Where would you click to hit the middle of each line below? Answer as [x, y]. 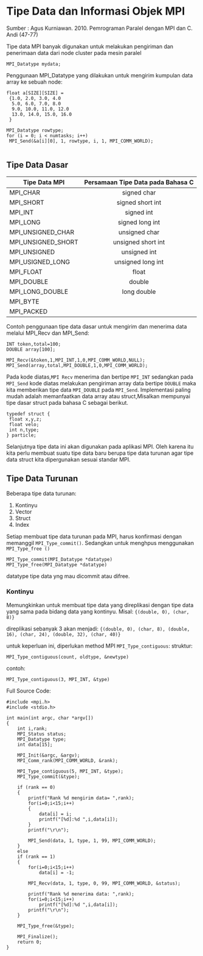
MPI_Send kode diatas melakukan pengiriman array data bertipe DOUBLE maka [101, 383]
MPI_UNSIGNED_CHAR [42, 232]
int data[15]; [35, 744]
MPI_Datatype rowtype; [35, 130]
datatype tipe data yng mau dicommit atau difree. [68, 576]
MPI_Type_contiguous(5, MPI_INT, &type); [70, 771]
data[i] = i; [55, 814]
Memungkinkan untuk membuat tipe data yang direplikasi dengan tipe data [100, 605]
